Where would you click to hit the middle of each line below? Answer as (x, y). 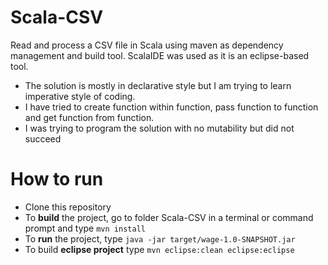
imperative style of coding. (80, 96)
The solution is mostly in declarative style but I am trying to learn (158, 85)
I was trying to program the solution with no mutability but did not (159, 128)
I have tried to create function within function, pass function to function (171, 107)
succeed (43, 138)
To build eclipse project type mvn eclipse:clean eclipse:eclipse (159, 249)
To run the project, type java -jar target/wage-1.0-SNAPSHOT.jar (160, 238)
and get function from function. (89, 117)
